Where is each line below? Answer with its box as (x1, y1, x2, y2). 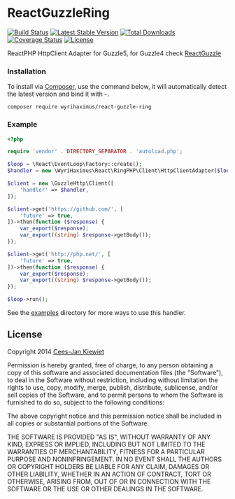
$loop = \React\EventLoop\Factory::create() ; (7, 161, 142, 168)
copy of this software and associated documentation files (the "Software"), (7, 368, 224, 377)
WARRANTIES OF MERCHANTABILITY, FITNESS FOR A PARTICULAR (7, 447, 205, 456)
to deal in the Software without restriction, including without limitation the (7, 376, 218, 384)
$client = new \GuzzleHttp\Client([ (7, 180, 114, 187)
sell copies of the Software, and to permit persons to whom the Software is (7, 391, 224, 399)
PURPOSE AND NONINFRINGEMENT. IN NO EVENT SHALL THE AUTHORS (7, 455, 222, 463)
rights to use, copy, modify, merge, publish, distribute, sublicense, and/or (7, 383, 218, 391)
